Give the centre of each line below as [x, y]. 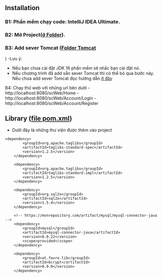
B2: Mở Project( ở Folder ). [35, 35]
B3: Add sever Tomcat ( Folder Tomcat [50, 48]
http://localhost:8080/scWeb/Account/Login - [51, 98]
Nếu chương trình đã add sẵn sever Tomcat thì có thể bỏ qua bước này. [83, 73]
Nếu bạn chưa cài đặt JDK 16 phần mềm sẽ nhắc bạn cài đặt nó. [76, 68]
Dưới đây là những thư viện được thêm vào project [62, 130]
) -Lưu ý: [14, 58]
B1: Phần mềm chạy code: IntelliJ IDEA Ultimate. [63, 22]
